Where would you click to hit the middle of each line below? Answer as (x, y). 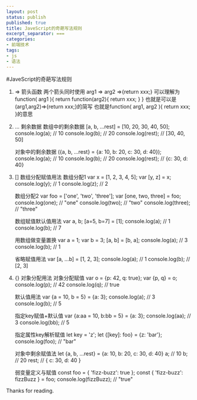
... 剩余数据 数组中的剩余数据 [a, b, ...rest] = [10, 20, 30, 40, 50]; (92, 126)
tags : (13, 50)
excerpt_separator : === (35, 34)
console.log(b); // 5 (38, 303)
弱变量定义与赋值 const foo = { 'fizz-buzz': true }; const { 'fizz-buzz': (99, 372)
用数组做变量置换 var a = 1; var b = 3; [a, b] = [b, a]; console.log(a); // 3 (101, 240)
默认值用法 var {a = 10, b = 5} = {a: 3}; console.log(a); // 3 (85, 297)
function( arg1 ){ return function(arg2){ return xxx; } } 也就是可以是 (96, 99)
